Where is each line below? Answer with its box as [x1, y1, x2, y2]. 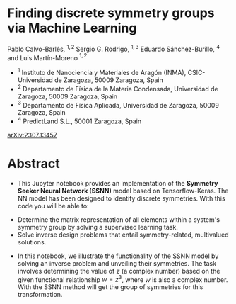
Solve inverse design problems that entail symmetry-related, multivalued [17, 230, 229, 239]
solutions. [17, 237, 47, 246]
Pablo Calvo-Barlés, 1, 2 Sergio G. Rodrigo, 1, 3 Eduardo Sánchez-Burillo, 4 [7, 43, 220, 53]
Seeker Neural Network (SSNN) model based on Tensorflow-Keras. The [17, 186, 229, 195]
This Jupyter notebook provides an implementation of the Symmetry [17, 179, 218, 187]
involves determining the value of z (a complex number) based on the [17, 266, 220, 275]
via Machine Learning [7, 20, 137, 36]
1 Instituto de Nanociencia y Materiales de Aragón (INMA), [17, 67, 187, 77]
